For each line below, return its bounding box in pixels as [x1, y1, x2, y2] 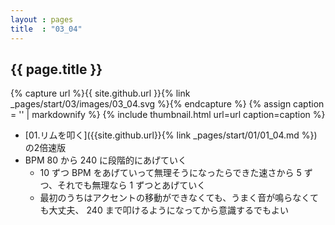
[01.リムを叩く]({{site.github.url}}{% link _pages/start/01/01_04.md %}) [24, 129, 318, 141]
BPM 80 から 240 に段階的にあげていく [24, 154, 187, 166]
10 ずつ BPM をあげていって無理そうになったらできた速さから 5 [39, 167, 302, 179]
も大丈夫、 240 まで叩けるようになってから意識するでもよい [39, 204, 289, 216]
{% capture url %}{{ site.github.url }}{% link [10, 87, 191, 100]
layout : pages [10, 14, 74, 25]
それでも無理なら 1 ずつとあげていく [57, 179, 207, 191]
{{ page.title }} [10, 61, 103, 78]
